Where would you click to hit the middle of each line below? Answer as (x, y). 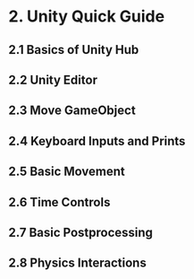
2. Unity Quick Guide (87, 17)
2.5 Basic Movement (67, 172)
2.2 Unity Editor (53, 79)
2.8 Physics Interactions (77, 263)
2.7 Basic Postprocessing (81, 232)
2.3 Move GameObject (72, 111)
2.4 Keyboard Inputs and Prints (97, 141)
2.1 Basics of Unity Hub (74, 50)
